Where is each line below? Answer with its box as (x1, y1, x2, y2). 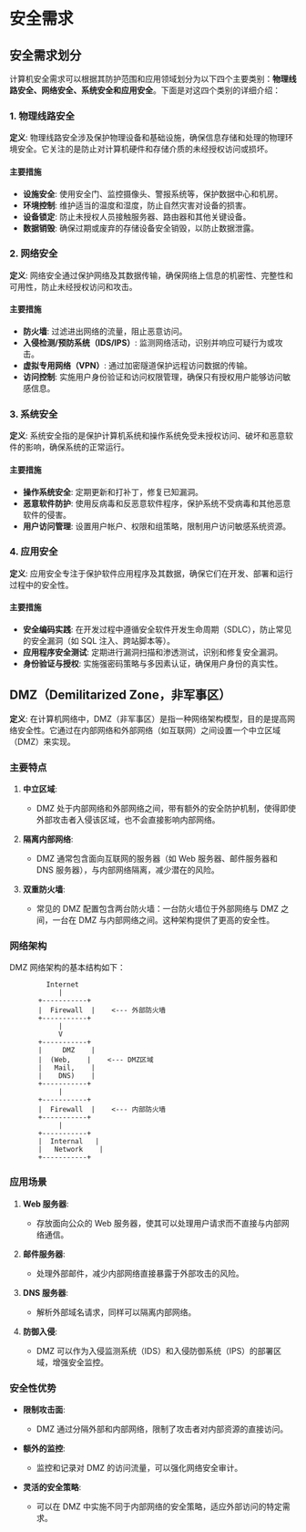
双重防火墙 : (22, 884, 66, 895)
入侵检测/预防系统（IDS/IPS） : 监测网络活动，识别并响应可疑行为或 (22, 337, 276, 347)
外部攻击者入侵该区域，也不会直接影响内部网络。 (36, 814, 220, 825)
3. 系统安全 (9, 408, 58, 420)
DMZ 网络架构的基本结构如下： (9, 962, 126, 973)
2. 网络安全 (9, 247, 58, 260)
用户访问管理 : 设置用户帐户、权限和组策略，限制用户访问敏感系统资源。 (22, 521, 291, 532)
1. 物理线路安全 (9, 109, 76, 122)
